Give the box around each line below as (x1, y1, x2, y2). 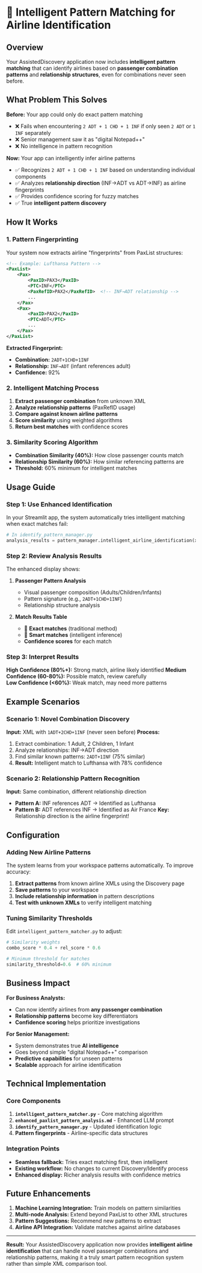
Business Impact (6, 978, 70, 989)
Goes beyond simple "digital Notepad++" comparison (14, 1048, 148, 1056)
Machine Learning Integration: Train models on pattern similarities (14, 1204, 182, 1212)
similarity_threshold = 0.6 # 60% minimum (6, 961, 112, 968)
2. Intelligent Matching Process (6, 384, 99, 392)
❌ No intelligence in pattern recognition (14, 142, 113, 149)
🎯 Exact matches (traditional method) (23, 625, 118, 632)
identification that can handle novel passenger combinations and (6, 1247, 169, 1255)
